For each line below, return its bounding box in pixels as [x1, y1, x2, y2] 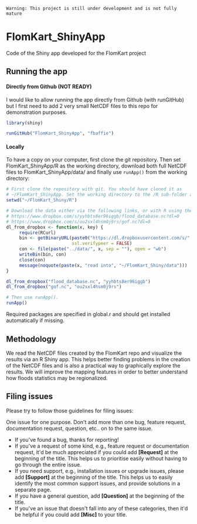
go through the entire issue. [14, 461, 82, 468]
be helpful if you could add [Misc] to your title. [14, 511, 127, 518]
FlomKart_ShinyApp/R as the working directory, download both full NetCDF [6, 162, 187, 170]
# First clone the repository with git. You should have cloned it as [6, 186, 182, 192]
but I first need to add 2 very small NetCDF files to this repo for [6, 102, 158, 109]
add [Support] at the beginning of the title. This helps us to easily [14, 473, 173, 481]
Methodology [6, 334, 57, 344]
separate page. [14, 486, 52, 493]
